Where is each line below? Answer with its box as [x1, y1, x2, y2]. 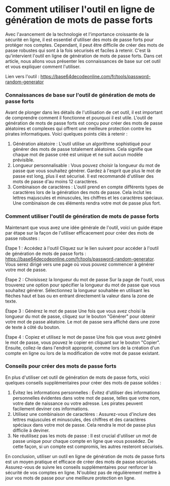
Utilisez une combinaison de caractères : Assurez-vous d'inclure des [12, 411, 156, 417]
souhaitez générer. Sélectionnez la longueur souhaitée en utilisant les [5, 287, 150, 293]
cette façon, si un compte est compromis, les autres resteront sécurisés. [12, 443, 164, 449]
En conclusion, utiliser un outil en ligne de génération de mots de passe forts [5, 453, 165, 459]
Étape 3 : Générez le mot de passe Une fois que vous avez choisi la [5, 308, 146, 314]
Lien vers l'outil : [5, 73, 39, 79]
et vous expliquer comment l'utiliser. [5, 63, 81, 70]
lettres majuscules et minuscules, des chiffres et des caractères [12, 416, 146, 423]
